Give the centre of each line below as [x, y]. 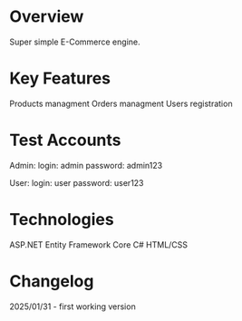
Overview [47, 17]
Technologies [62, 219]
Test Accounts [65, 140]
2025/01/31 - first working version [73, 306]
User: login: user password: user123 [77, 182]
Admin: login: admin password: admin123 [86, 165]
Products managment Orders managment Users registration [121, 103]
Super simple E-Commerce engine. [75, 42]
